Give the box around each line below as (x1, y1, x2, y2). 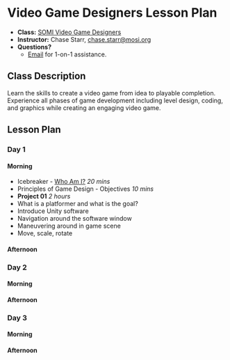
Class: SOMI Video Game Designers (17, 28, 122, 36)
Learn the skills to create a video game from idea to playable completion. (7, 88, 216, 97)
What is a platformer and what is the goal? (17, 200, 139, 208)
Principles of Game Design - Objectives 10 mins (17, 185, 154, 193)
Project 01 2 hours (17, 192, 71, 201)
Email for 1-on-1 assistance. (27, 50, 107, 58)
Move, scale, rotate (17, 229, 73, 237)
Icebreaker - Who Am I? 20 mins (17, 178, 110, 186)
